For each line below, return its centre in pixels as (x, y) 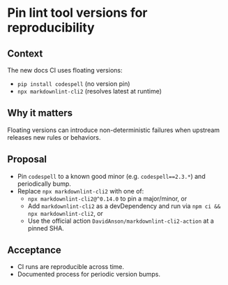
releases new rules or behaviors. (54, 137)
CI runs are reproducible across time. (70, 267)
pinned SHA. (46, 228)
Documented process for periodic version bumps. (89, 275)
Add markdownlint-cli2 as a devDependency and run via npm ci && (124, 206)
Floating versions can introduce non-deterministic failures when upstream (114, 130)
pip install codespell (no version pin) (74, 84)
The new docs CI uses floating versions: (65, 70)
